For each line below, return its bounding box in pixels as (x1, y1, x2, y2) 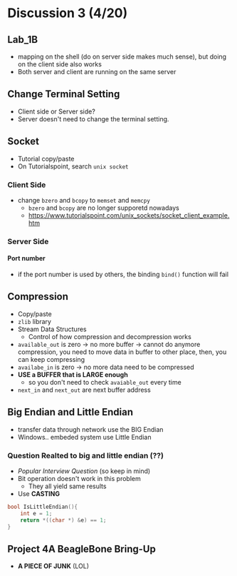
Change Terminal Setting (7, 88, 120, 101)
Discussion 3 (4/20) (7, 5, 128, 21)
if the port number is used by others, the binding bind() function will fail (17, 270, 229, 279)
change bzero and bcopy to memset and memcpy (17, 196, 151, 204)
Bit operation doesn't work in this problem (17, 474, 141, 482)
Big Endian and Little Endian (7, 406, 134, 418)
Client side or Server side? (17, 107, 96, 116)
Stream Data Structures (17, 325, 87, 333)
